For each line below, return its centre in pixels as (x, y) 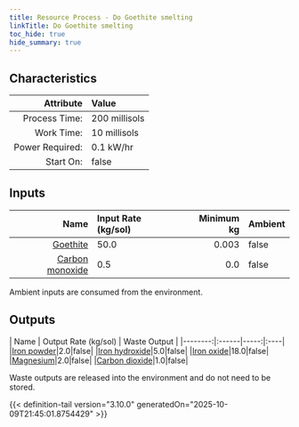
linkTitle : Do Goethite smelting (71, 26)
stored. (22, 387)
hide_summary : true (45, 42)
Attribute (63, 103)
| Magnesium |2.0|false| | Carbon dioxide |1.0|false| (99, 360)
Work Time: (58, 133)
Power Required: (48, 148)
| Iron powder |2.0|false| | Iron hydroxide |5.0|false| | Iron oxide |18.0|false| (139, 350)
